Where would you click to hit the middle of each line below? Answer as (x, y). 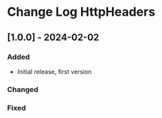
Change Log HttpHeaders (81, 12)
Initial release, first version (54, 71)
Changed (23, 89)
